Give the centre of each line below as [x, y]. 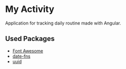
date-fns [21, 56]
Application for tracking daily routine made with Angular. [63, 23]
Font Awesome [28, 50]
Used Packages [30, 39]
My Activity [30, 9]
